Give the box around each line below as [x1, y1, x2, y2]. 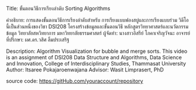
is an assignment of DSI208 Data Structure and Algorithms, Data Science [6, 54, 183, 60]
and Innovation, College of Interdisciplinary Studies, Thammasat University [6, 60, 186, 67]
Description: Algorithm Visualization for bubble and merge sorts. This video [6, 48, 188, 55]
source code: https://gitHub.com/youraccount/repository [6, 78, 143, 84]
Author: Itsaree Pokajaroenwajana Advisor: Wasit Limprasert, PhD [6, 66, 164, 73]
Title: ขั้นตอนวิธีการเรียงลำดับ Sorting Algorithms [6, 5, 111, 12]
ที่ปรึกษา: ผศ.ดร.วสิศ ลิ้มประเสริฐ [6, 36, 70, 43]
